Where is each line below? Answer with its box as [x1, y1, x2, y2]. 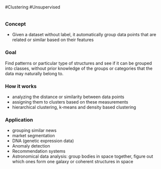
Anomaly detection [12, 143, 50, 149]
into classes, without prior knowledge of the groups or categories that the [5, 65, 153, 71]
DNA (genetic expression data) [12, 138, 74, 144]
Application [5, 116, 33, 123]
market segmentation [12, 133, 55, 139]
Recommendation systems [12, 148, 66, 154]
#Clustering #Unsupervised [5, 4, 61, 10]
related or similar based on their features [12, 37, 94, 43]
